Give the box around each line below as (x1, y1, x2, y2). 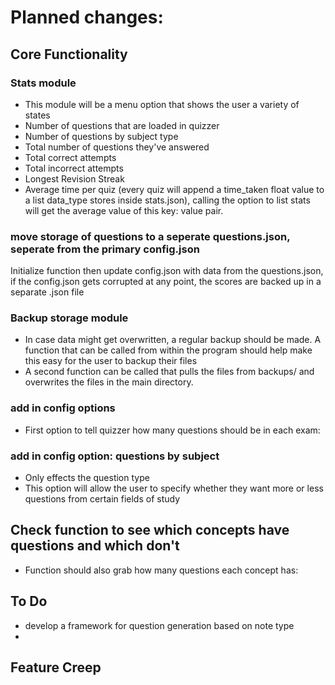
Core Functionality (10, 46, 128, 63)
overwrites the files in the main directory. (24, 376, 194, 388)
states (24, 109, 51, 121)
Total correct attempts (24, 151, 117, 163)
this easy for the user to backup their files (24, 355, 198, 367)
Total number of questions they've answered (24, 141, 210, 153)
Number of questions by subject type (24, 130, 179, 142)
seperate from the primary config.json (10, 242, 200, 256)
